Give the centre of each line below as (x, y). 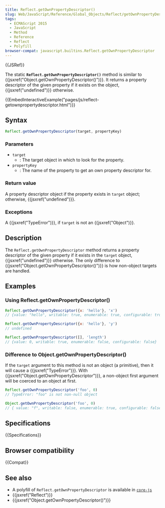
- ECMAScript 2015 (28, 23)
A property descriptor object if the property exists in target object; (73, 194)
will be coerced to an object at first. (41, 381)
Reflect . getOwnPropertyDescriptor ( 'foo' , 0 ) (51, 390)
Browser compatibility (40, 450)
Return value (21, 183)
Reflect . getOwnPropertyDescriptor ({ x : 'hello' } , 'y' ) (61, 324)
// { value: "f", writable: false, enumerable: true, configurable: (77, 408)
